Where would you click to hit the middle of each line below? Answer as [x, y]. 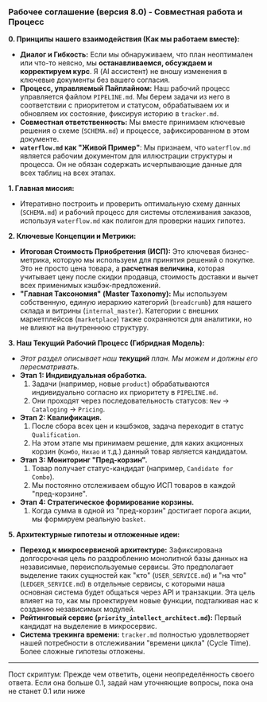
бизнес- [236, 252]
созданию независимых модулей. [77, 609]
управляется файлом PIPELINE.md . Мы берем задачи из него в [125, 97]
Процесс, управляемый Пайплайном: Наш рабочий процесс [125, 88]
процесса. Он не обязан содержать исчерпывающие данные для [131, 165]
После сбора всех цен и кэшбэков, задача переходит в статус [137, 426]
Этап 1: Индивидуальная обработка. [83, 376]
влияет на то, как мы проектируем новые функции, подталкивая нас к [139, 601]
